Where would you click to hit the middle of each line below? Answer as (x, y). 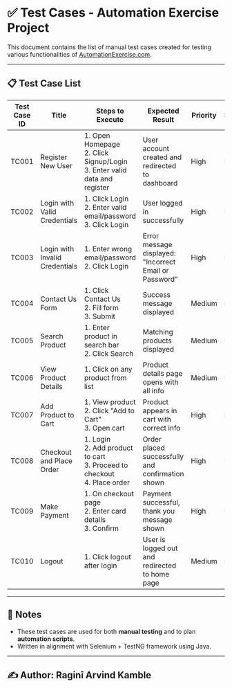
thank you (159, 511)
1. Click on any (108, 369)
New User (56, 165)
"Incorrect (159, 262)
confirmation (163, 473)
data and (98, 179)
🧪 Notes (25, 615)
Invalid (51, 257)
